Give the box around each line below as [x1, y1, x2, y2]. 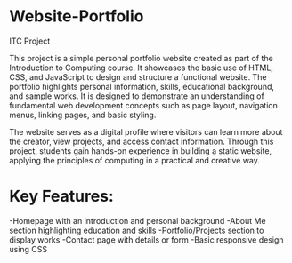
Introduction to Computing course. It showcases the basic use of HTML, [9, 62, 274, 73]
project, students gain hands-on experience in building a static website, [9, 145, 272, 156]
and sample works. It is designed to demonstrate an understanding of [9, 91, 264, 101]
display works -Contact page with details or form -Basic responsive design [9, 234, 284, 245]
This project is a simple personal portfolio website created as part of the [9, 52, 273, 63]
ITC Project [9, 36, 51, 46]
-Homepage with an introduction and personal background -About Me [9, 215, 266, 226]
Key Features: [9, 187, 114, 206]
